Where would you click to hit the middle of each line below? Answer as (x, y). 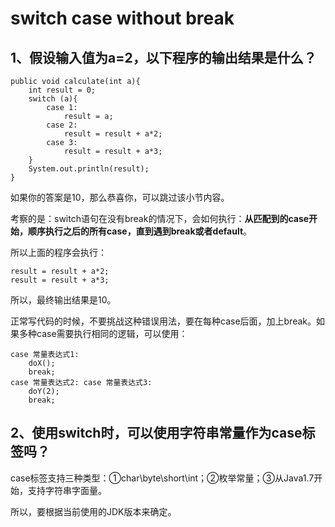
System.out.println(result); (89, 169)
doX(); (42, 363)
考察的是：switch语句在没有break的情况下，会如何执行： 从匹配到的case (160, 218)
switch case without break (122, 18)
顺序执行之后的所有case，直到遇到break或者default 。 (140, 231)
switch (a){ (53, 99)
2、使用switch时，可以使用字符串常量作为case (156, 433)
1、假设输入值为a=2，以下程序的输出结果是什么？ (163, 57)
